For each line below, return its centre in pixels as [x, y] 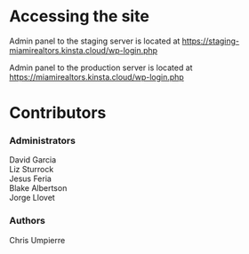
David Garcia [33, 160]
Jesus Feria [30, 179]
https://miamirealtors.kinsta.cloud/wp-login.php [96, 76]
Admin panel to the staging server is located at [95, 41]
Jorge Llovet [32, 198]
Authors [28, 221]
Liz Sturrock [32, 170]
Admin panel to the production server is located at [101, 67]
